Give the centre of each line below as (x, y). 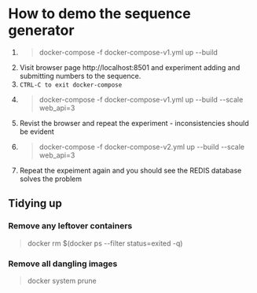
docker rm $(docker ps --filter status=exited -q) (105, 243)
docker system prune (62, 280)
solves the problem (51, 179)
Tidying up (35, 204)
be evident (37, 132)
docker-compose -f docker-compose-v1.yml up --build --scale (141, 99)
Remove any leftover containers (70, 226)
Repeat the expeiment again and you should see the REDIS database (130, 170)
